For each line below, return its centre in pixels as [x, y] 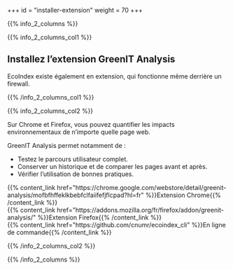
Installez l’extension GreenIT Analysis [91, 59]
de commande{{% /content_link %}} [59, 232]
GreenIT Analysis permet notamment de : [66, 145]
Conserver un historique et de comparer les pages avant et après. [112, 166]
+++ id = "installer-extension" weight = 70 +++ [75, 10]
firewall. [19, 83]
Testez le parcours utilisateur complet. [72, 159]
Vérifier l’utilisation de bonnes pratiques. [76, 174]
